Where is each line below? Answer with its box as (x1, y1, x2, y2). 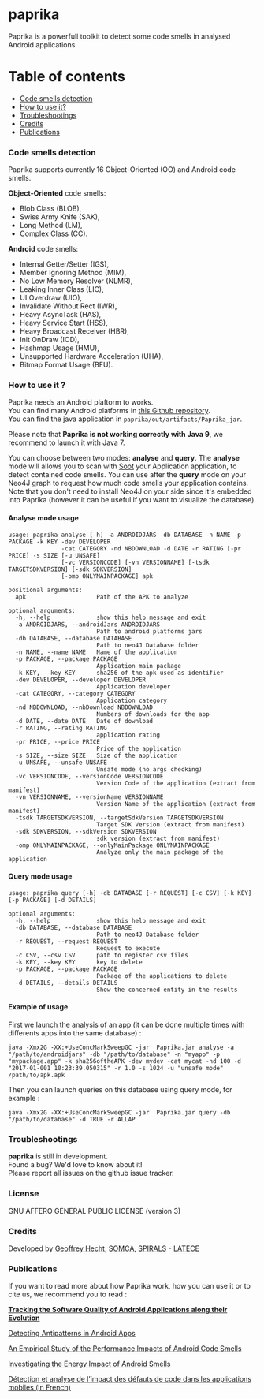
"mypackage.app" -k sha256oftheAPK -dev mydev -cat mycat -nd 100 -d (8, 1058, 242, 1065)
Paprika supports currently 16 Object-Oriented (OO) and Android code (8, 165, 236, 174)
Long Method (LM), (19, 221, 83, 230)
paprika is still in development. (8, 1151, 108, 1161)
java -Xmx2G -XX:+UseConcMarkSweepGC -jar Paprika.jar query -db (8, 1109, 231, 1117)
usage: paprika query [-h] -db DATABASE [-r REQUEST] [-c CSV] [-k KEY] (8, 889, 252, 897)
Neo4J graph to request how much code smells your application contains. (8, 479, 249, 488)
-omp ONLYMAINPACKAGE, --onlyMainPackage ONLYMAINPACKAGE (15, 841, 210, 849)
